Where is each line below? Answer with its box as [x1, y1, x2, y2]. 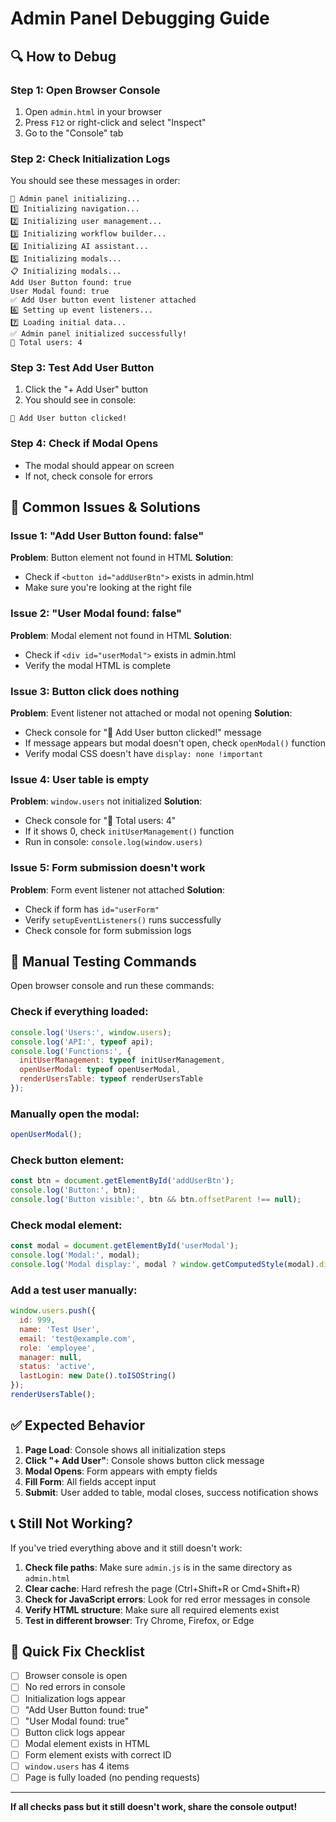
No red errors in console [24, 1681, 126, 1693]
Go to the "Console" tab [24, 127, 124, 139]
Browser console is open [24, 1670, 128, 1682]
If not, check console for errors [24, 470, 154, 482]
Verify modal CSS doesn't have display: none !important [24, 748, 264, 760]
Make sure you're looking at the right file [24, 582, 192, 594]
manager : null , [19, 1352, 83, 1362]
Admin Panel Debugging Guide [10, 7, 270, 30]
